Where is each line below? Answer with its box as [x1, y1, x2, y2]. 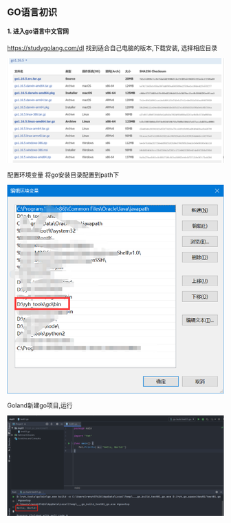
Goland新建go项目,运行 [7, 401, 73, 409]
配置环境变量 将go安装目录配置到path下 [7, 171, 120, 179]
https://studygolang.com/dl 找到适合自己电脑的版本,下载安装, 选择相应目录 [7, 43, 218, 52]
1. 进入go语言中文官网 [7, 27, 69, 35]
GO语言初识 [7, 6, 57, 19]
